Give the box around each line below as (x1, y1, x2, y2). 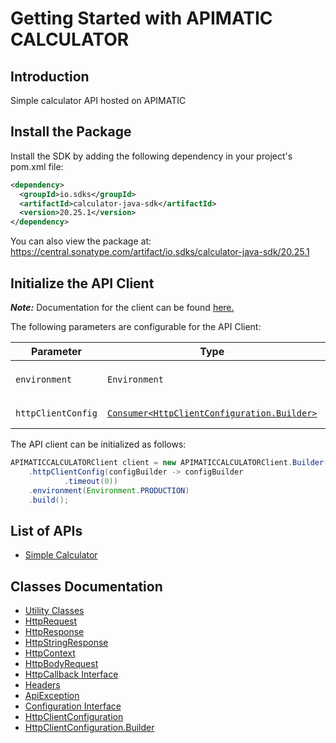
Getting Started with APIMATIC (10, 7, 273, 30)
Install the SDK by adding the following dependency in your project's (10, 150, 293, 162)
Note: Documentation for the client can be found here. (10, 302, 235, 313)
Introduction (10, 68, 90, 85)
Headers (24, 679, 61, 691)
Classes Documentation (10, 578, 163, 595)
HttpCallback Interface (24, 668, 119, 680)
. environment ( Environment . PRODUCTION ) (28, 485, 190, 496)
